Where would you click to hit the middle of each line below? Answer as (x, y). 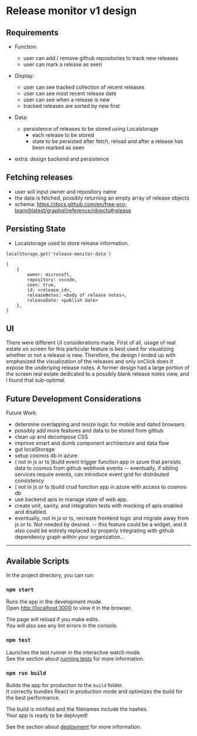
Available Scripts (38, 561)
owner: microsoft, (50, 274)
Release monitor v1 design (71, 11)
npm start (20, 589)
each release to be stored (63, 135)
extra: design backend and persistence (62, 159)
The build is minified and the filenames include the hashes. (77, 709)
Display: (24, 76)
